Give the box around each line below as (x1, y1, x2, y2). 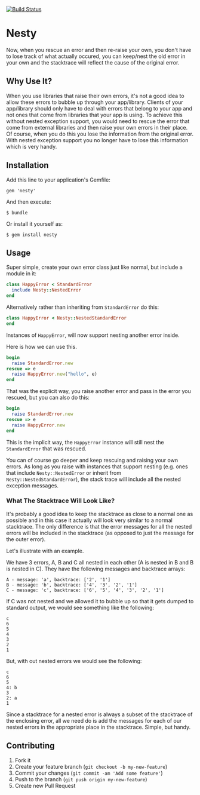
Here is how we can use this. (6, 343, 78, 350)
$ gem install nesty (6, 232, 58, 238)
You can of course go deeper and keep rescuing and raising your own (6, 456, 178, 464)
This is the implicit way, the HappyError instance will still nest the (6, 438, 164, 446)
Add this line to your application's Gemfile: (6, 176, 110, 183)
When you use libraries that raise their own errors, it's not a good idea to (6, 92, 184, 99)
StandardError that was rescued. (6, 445, 87, 452)
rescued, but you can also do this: (6, 394, 90, 401)
